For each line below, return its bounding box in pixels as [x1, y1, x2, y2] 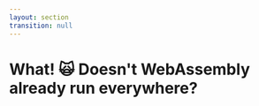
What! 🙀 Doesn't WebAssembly [9, 59, 250, 79]
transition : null [9, 21, 73, 30]
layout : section [9, 12, 69, 22]
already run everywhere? [9, 78, 198, 98]
